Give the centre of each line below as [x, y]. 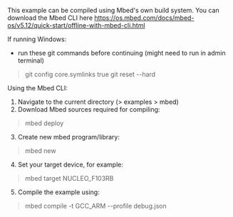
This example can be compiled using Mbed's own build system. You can [113, 10]
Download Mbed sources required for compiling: [89, 109]
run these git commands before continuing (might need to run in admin [121, 53]
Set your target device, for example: [70, 164]
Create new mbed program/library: [68, 137]
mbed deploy [44, 123]
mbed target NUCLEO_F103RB [69, 178]
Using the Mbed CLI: [37, 88]
